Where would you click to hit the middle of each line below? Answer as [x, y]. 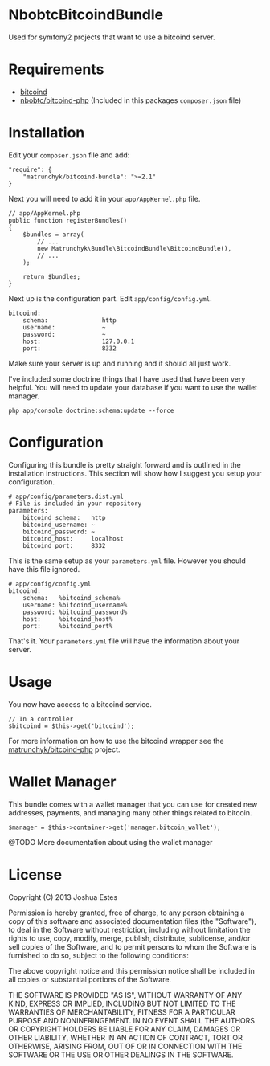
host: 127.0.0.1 [79, 341]
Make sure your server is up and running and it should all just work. [120, 363]
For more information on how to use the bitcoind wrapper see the [116, 741]
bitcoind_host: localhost [74, 539]
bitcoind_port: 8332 [64, 545]
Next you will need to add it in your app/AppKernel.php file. [104, 198]
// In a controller [41, 719]
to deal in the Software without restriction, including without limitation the [129, 929]
